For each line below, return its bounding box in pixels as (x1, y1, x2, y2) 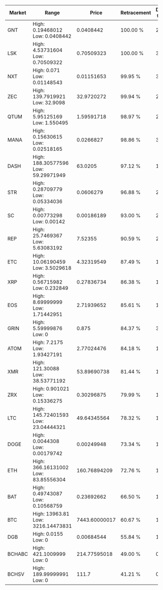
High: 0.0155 (33, 530, 64, 537)
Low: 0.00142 (33, 218, 65, 225)
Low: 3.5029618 (33, 264, 72, 271)
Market (9, 9, 27, 16)
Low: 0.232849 (33, 285, 69, 291)
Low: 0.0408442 (33, 33, 72, 40)
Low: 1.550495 (33, 120, 69, 126)
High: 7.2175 (33, 339, 64, 346)
